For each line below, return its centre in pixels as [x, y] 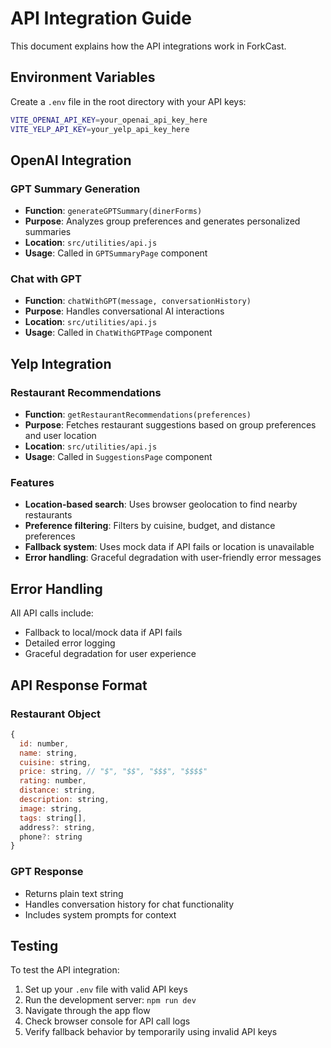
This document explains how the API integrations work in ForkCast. [148, 46]
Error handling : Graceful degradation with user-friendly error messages [173, 558]
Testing [34, 946]
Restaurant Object [55, 714]
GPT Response [47, 872]
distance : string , [58, 790]
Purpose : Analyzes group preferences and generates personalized [162, 221]
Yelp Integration [61, 363]
